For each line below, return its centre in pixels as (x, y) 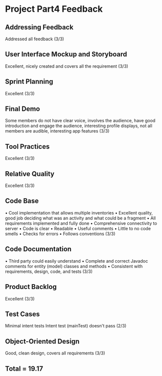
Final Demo (23, 109)
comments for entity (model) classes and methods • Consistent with (74, 266)
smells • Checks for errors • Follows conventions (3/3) (60, 234)
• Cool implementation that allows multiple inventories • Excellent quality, (79, 213)
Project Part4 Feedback (54, 9)
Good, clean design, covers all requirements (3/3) (55, 353)
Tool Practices (27, 147)
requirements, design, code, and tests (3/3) (49, 271)
